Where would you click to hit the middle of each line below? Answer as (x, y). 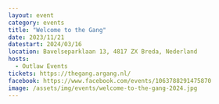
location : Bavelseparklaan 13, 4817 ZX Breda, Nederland (103, 52)
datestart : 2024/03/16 (45, 45)
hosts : (19, 59)
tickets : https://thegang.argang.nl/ (70, 74)
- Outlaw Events (41, 66)
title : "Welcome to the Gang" (57, 30)
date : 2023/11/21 (36, 37)
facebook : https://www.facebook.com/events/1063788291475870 (110, 81)
